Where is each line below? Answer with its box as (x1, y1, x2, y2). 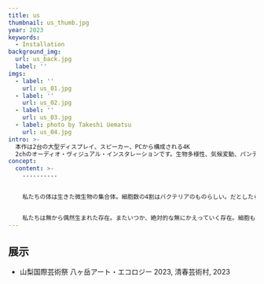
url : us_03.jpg (22, 114, 72, 122)
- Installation (15, 41, 65, 49)
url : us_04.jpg (22, 128, 72, 136)
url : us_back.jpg (15, 56, 72, 64)
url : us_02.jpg (22, 99, 72, 107)
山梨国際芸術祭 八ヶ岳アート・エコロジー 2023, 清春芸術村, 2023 (19, 268, 230, 277)
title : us (8, 11, 41, 20)
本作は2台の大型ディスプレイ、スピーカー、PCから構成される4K (15, 143, 190, 151)
